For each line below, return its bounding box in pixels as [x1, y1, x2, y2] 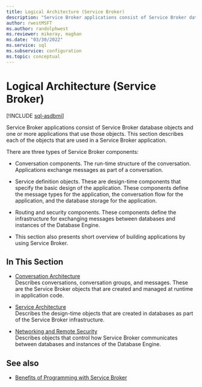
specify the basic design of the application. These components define [14, 184, 189, 191]
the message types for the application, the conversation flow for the [14, 190, 183, 198]
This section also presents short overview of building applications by [14, 233, 186, 240]
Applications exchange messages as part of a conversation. [14, 166, 164, 173]
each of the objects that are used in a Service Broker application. [6, 136, 167, 144]
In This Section [6, 257, 64, 267]
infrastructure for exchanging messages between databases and [14, 215, 176, 222]
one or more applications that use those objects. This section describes [6, 130, 184, 137]
